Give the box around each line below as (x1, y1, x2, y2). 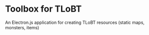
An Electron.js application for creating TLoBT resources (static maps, (5, 19, 145, 25)
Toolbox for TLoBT (5, 3, 82, 15)
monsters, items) (5, 24, 39, 30)
